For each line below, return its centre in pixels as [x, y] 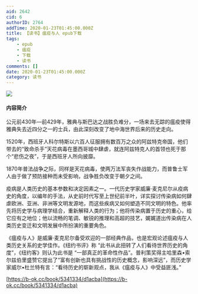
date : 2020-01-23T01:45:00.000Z [46, 72]
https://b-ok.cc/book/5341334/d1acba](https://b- [68, 279]
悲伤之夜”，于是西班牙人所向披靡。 [56, 156]
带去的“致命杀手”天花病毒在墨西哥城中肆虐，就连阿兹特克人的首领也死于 [94, 149]
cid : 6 [14, 17]
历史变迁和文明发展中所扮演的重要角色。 [60, 225]
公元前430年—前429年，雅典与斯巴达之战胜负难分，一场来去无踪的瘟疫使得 [98, 122]
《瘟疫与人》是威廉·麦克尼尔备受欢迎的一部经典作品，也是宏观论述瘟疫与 [95, 238]
